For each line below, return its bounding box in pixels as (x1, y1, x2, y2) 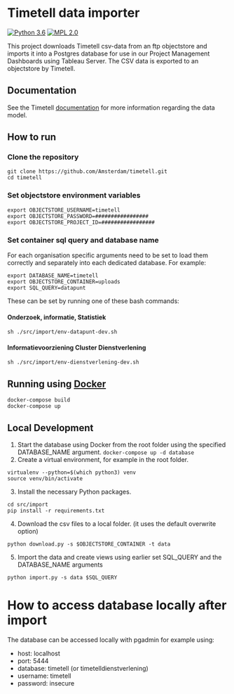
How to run (7, 131, 57, 143)
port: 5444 (17, 657, 49, 665)
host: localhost (17, 649, 61, 657)
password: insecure (17, 679, 75, 687)
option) (17, 527, 39, 536)
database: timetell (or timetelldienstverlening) (17, 664, 149, 672)
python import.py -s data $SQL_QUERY (7, 574, 118, 581)
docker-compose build (7, 397, 71, 404)
